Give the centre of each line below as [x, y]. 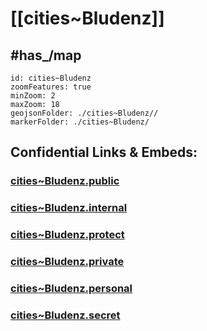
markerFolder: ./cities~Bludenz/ [80, 122]
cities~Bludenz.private [67, 262]
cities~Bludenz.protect [67, 235]
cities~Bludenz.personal [71, 288]
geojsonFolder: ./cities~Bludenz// [84, 113]
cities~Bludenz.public [65, 181]
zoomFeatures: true [51, 87]
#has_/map [46, 55]
